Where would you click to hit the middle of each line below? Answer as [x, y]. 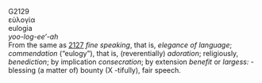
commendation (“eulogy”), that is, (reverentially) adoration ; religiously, [123, 53]
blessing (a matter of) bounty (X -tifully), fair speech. [94, 70]
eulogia [21, 28]
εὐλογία [22, 20]
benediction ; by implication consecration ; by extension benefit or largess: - [131, 62]
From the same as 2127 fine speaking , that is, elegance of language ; [120, 45]
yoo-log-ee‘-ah [33, 36]
